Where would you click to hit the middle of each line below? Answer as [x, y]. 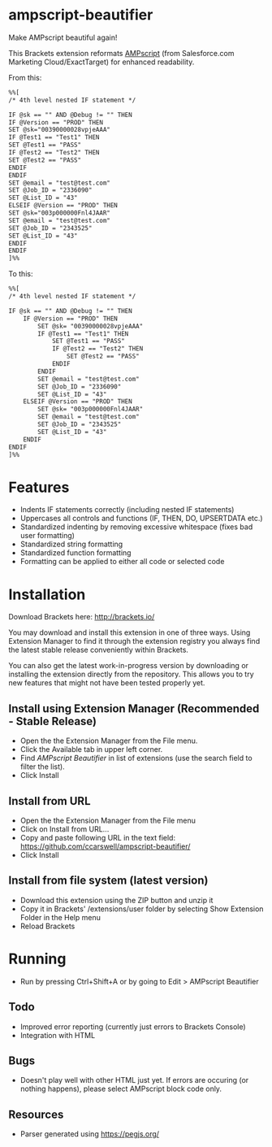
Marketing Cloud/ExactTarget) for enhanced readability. [101, 62]
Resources [36, 1114]
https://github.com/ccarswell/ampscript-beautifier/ [105, 846]
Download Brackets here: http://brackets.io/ [82, 617]
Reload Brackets [47, 926]
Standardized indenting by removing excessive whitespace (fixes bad [136, 527]
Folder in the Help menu [60, 917]
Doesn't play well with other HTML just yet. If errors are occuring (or [134, 1080]
